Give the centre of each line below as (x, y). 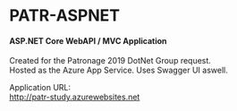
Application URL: (40, 88)
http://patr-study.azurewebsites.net (75, 97)
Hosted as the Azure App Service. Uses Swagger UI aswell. (118, 70)
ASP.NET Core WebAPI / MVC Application (88, 40)
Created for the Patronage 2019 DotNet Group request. (110, 61)
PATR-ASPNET (65, 16)
